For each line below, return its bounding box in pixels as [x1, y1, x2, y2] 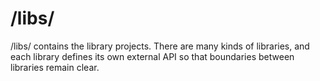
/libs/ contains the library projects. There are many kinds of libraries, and [10, 40, 310, 52]
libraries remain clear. [10, 61, 100, 73]
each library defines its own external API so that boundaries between [10, 50, 295, 62]
